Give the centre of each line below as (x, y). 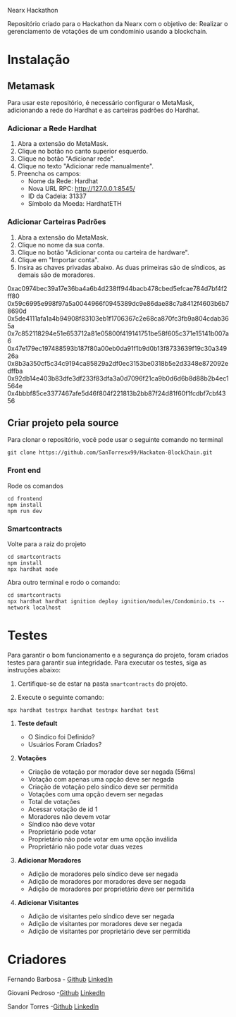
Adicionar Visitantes (48, 902)
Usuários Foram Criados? (65, 744)
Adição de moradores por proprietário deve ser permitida (111, 889)
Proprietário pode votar (62, 832)
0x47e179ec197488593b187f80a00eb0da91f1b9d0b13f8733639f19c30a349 (117, 348)
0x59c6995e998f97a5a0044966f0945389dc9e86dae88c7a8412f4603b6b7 (118, 303)
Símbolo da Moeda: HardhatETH (75, 204)
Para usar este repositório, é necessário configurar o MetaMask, (101, 103)
